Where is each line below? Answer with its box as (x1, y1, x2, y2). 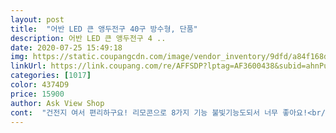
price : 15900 (10, 89, 65, 99)
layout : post (10, 14, 65, 25)
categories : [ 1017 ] (10, 71, 92, 81)
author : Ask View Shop (10, 98, 105, 108)
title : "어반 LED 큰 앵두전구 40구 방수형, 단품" (10, 24, 198, 34)
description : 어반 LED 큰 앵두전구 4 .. (10, 33, 167, 43)
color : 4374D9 (10, 80, 70, 90)
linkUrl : (10, 61, 47, 71)
